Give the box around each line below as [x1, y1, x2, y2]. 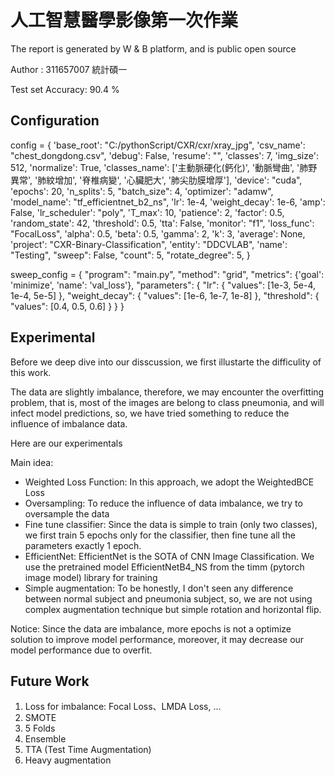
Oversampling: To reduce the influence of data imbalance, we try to [24, 497, 303, 509]
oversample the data [24, 507, 110, 520]
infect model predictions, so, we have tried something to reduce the [10, 407, 290, 419]
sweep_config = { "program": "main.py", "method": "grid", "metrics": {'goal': [10, 268, 325, 280]
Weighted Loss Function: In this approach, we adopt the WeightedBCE [24, 476, 315, 488]
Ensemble [24, 733, 67, 745]
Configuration [10, 112, 100, 130]
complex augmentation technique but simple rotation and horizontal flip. [24, 603, 322, 615]
